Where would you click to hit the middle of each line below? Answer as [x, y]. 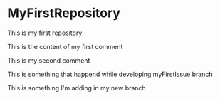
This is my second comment [49, 60]
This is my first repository [45, 33]
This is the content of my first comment [65, 46]
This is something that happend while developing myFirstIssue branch [110, 74]
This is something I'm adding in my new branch [77, 88]
